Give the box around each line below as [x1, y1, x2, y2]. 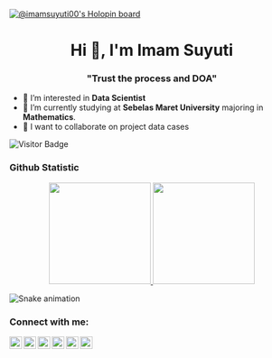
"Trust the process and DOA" [86, 72, 218, 85]
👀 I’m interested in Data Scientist [22, 93, 146, 104]
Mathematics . [22, 112, 77, 123]
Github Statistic [9, 161, 80, 174]
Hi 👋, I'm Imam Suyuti [70, 41, 233, 60]
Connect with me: [9, 316, 89, 328]
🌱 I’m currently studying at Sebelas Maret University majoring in [22, 102, 264, 113]
